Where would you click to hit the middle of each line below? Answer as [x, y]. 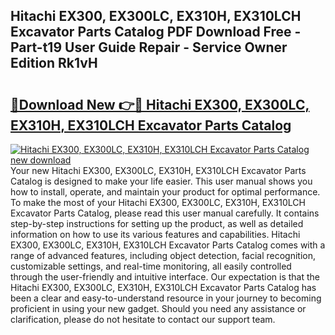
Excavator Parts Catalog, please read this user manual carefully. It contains [165, 213]
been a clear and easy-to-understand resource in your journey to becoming [166, 298]
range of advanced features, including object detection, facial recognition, [163, 255]
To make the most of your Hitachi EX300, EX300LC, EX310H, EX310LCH [158, 202]
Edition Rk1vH [54, 63]
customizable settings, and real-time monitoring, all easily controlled [151, 266]
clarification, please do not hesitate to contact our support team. [143, 319]
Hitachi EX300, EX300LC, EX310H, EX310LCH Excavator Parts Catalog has [163, 287]
